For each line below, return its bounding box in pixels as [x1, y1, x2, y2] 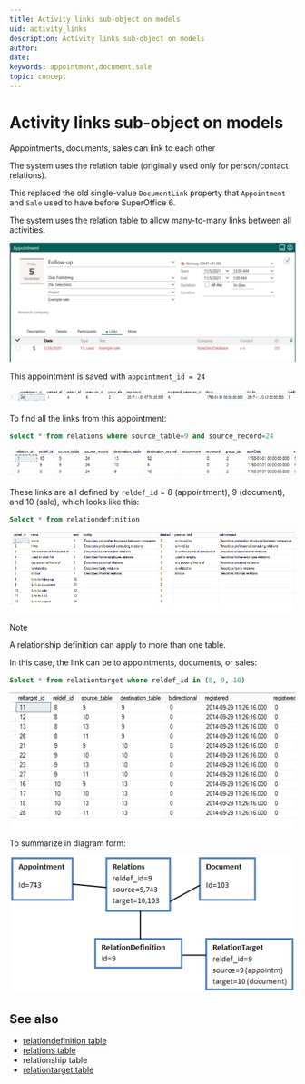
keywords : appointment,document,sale [9, 63, 152, 72]
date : [9, 53, 30, 63]
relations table [22, 1045, 76, 1056]
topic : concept [9, 73, 67, 82]
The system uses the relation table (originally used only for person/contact [9, 160, 289, 171]
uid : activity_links [9, 24, 88, 34]
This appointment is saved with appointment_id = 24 [9, 371, 206, 382]
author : [9, 44, 39, 53]
